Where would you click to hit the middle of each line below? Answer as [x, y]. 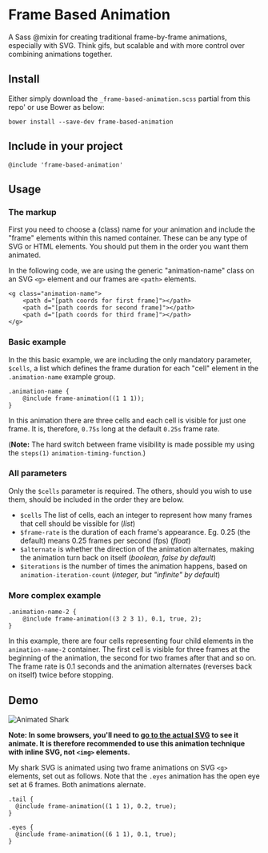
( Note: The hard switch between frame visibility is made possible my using [132, 444]
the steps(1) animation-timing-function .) [77, 453]
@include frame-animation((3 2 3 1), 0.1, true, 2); [112, 619]
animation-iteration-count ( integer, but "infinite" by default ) [120, 574]
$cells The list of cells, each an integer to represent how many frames [136, 515]
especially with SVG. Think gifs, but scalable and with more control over [127, 45]
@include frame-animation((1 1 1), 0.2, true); [96, 806]
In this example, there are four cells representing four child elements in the [131, 641]
